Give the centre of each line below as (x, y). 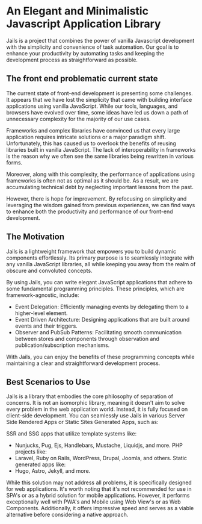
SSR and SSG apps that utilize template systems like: (72, 434)
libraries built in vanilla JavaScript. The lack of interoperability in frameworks (101, 149)
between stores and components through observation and (87, 338)
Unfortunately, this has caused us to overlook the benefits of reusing (91, 143)
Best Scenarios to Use (48, 382)
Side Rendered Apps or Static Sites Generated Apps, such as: (82, 422)
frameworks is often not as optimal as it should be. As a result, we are (93, 180)
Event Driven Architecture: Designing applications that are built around (102, 319)
